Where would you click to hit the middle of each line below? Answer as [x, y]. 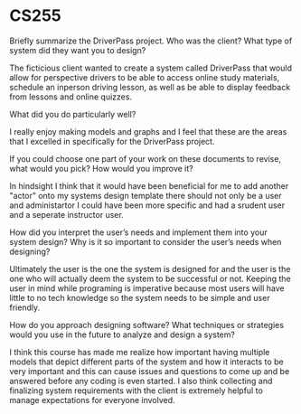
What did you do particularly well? [73, 114]
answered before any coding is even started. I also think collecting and [141, 381]
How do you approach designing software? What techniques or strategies [147, 325]
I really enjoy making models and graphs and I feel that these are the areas [148, 131]
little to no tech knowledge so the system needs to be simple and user [140, 297]
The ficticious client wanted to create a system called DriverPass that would [150, 68]
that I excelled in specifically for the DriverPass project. [112, 141]
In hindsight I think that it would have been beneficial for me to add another [149, 185]
